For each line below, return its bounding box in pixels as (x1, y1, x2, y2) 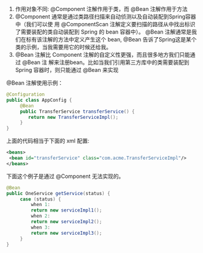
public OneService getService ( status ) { (6, 190, 111, 196)
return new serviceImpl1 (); (30, 207, 102, 213)
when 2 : (30, 213, 51, 219)
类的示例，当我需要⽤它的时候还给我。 (15, 43, 112, 51)
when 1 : (30, 202, 51, 208)
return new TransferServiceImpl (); (28, 114, 119, 120)
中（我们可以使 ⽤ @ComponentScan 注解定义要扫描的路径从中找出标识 (15, 21, 196, 27)
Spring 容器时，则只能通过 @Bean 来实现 (15, 66, 119, 73)
